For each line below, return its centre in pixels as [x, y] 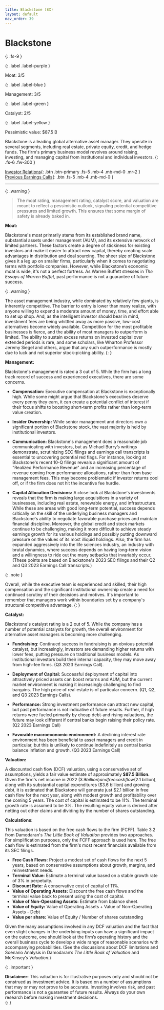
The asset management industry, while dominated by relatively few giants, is [82, 301]
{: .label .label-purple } [28, 66]
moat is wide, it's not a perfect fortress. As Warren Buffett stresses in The [79, 271]
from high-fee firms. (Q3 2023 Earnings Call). [58, 665]
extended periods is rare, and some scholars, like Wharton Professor [74, 342]
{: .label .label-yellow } [28, 123]
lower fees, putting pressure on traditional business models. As [75, 654]
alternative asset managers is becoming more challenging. [64, 635]
